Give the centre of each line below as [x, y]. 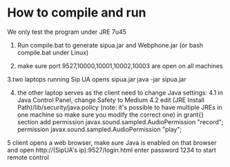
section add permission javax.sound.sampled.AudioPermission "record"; [120, 121]
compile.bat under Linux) [53, 52]
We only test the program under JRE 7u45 [67, 32]
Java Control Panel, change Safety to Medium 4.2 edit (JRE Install [111, 100]
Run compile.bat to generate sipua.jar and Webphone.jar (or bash [110, 45]
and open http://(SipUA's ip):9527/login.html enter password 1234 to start [112, 150]
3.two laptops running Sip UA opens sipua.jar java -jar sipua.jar [97, 79]
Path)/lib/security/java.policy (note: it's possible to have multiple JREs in [119, 107]
